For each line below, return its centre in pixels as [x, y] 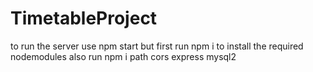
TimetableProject [84, 18]
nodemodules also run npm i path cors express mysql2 [123, 56]
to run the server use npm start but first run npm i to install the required [157, 46]
